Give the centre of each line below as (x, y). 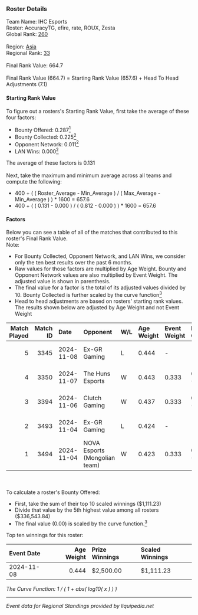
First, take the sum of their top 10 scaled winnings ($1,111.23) (88, 503)
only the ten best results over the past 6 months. (73, 263)
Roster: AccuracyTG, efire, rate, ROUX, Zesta (61, 28)
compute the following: (34, 182)
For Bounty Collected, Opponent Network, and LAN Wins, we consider (100, 256)
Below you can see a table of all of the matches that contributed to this (92, 233)
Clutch (93, 398)
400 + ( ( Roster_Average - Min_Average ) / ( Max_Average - (88, 193)
